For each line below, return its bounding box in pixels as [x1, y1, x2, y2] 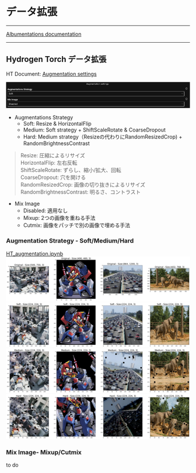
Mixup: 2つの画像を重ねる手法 [23, 215, 96, 222]
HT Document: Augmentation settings [6, 70, 97, 77]
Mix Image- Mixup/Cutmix [6, 448, 82, 456]
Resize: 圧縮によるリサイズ [20, 152, 86, 159]
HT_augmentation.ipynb [6, 250, 64, 257]
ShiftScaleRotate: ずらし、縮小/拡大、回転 [20, 167, 121, 174]
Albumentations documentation [6, 30, 82, 37]
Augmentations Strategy [14, 114, 73, 121]
